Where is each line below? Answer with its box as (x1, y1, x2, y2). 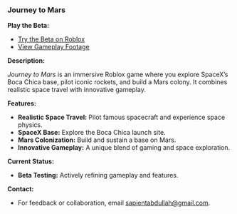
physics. (17, 121, 43, 129)
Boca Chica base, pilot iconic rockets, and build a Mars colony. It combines (7, 78, 228, 86)
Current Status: (7, 157, 55, 165)
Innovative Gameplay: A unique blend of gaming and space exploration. (17, 143, 231, 152)
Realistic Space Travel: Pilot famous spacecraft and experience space (17, 113, 226, 122)
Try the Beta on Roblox (17, 35, 85, 44)
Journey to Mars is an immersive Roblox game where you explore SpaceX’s (7, 70, 228, 79)
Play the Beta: (7, 21, 50, 30)
